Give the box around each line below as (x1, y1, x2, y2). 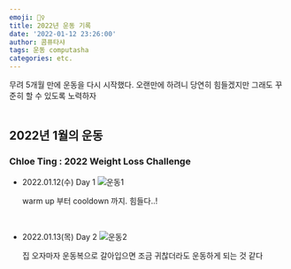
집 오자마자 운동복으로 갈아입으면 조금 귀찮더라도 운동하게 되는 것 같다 (21, 250, 264, 261)
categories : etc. (9, 54, 73, 63)
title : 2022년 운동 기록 (9, 21, 91, 30)
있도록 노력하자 (43, 90, 97, 101)
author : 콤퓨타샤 (9, 37, 66, 47)
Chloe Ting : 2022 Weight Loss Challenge (9, 156, 192, 168)
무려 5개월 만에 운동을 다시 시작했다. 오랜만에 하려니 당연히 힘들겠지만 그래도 (9, 80, 273, 89)
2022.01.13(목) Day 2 (21, 231, 97, 242)
